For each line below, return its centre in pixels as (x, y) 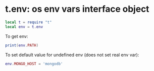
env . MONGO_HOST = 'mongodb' (34, 64)
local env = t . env (24, 27)
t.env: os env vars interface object (77, 9)
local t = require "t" (28, 22)
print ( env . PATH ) (22, 45)
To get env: (17, 36)
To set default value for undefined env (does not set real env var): (72, 55)
